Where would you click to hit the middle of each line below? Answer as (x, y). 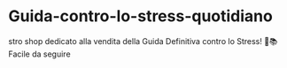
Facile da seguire (40, 54)
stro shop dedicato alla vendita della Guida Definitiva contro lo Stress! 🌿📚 (143, 41)
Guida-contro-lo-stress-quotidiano (141, 16)
